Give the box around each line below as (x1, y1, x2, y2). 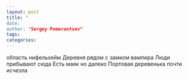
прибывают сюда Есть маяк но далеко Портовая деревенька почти (6, 60, 183, 67)
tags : (6, 32, 20, 38)
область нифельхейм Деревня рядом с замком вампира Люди (6, 54, 170, 61)
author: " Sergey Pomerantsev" (6, 26, 83, 32)
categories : (6, 37, 37, 43)
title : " (6, 15, 29, 21)
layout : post (6, 9, 40, 15)
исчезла (6, 67, 28, 74)
